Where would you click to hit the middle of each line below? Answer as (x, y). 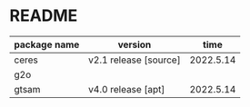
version (135, 44)
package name (47, 44)
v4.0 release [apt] (126, 89)
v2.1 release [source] (134, 60)
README (44, 16)
